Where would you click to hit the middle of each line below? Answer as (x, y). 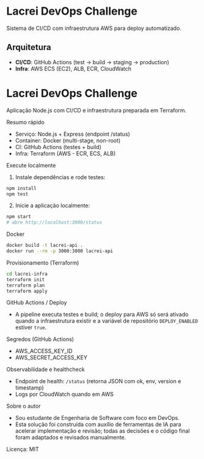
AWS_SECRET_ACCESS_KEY (51, 358)
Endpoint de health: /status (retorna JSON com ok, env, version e (98, 381)
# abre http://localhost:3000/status (54, 222)
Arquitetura (29, 47)
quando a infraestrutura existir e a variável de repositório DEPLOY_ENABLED (107, 321)
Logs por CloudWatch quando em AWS (64, 394)
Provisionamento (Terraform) (43, 263)
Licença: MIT (23, 449)
